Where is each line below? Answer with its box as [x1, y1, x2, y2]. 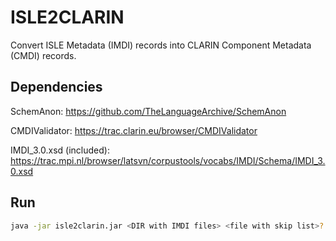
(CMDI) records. [10, 49, 77, 61]
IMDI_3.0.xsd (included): [10, 144, 110, 156]
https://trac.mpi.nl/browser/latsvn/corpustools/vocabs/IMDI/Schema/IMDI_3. [10, 154, 326, 166]
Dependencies [10, 79, 103, 96]
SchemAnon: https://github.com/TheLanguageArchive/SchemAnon [10, 105, 287, 117]
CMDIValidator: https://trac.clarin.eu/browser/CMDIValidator [10, 124, 258, 136]
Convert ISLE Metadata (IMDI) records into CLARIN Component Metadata [10, 39, 312, 51]
